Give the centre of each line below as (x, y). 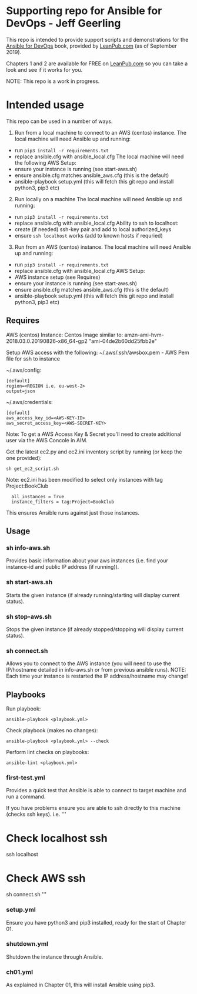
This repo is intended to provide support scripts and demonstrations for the (97, 39)
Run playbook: (24, 709)
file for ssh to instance (33, 358)
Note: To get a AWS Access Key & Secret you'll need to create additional (94, 434)
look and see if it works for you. (44, 69)
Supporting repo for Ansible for (84, 11)
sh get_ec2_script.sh (33, 469)
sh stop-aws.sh (29, 616)
